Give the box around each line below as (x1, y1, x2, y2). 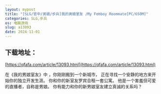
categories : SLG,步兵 (5, 16, 48, 21)
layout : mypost (5, 7, 36, 12)
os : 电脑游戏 (5, 20, 29, 26)
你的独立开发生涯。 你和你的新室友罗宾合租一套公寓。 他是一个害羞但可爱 (9, 78, 156, 83)
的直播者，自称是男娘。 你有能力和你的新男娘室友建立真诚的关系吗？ (5, 83, 142, 89)
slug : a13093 (5, 25, 32, 30)
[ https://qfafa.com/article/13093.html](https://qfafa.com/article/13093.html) (5, 61, 156, 67)
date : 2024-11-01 (5, 29, 40, 34)
